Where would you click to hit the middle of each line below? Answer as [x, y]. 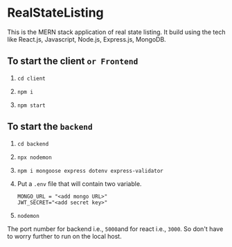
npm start [32, 105]
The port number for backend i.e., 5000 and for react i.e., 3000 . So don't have [115, 229]
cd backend [33, 144]
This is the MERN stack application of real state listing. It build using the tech [116, 32]
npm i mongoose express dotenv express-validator [90, 171]
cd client [32, 78]
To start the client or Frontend [73, 61]
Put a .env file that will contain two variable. [79, 184]
